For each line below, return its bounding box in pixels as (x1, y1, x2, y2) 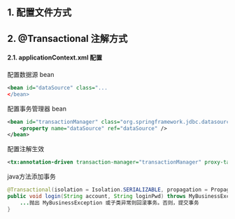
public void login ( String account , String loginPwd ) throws (7, 193, 187, 200)
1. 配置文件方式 (7, 6, 72, 19)
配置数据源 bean (7, 70, 55, 78)
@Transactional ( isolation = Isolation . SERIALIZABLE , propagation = (7, 186, 208, 194)
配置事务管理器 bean (7, 104, 66, 113)
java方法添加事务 (7, 172, 56, 181)
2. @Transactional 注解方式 (7, 32, 128, 44)
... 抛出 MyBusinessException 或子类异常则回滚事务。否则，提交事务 (20, 199, 199, 206)
